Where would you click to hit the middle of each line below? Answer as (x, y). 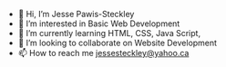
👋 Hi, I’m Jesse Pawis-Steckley (76, 14)
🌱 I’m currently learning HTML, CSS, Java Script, (109, 33)
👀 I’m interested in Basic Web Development (99, 24)
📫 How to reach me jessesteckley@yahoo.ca (103, 53)
